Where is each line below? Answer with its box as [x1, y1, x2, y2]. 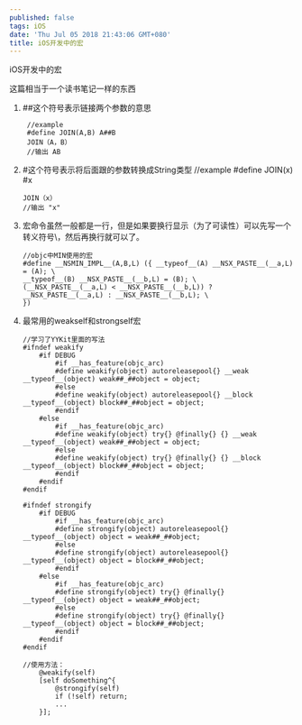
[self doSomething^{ [39, 676, 116, 685]
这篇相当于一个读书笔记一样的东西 [9, 83, 136, 95]
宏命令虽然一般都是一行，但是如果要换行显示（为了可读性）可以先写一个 [22, 220, 291, 231]
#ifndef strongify [22, 501, 92, 510]
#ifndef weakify [22, 344, 84, 353]
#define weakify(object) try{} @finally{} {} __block [55, 454, 261, 463]
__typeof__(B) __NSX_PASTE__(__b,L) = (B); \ [22, 275, 197, 284]
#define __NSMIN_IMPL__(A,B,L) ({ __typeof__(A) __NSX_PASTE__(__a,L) [22, 259, 294, 269]
